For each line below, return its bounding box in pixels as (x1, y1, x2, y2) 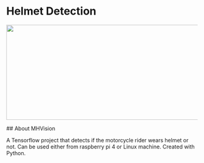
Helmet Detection (6, 4, 97, 18)
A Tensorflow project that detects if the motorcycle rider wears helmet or (6, 136, 189, 144)
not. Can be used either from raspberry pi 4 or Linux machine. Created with (6, 143, 195, 150)
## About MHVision (6, 125, 56, 132)
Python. (6, 149, 26, 156)
